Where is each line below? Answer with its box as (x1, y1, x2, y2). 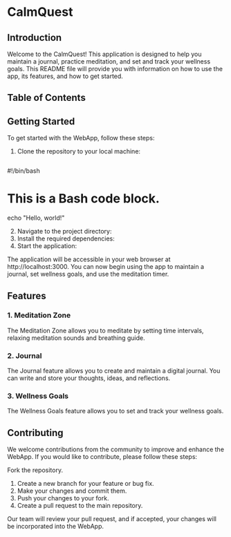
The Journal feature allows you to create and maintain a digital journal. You (7, 367, 221, 375)
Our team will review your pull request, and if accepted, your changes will (7, 515, 216, 523)
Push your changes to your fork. (17, 494, 109, 502)
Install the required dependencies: (17, 234, 115, 243)
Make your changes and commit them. (17, 487, 127, 495)
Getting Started (7, 115, 75, 127)
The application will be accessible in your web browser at (7, 255, 171, 263)
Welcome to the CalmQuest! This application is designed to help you (7, 50, 202, 58)
